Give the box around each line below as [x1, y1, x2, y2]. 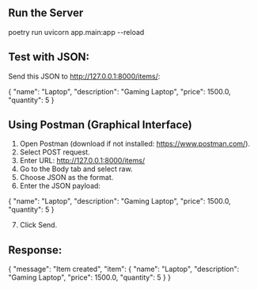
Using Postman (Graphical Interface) [8, 118, 192, 132]
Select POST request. [19, 147, 90, 157]
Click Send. [19, 220, 58, 230]
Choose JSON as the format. [19, 173, 114, 182]
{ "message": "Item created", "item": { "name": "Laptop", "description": [8, 265, 240, 274]
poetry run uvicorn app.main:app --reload [8, 27, 145, 36]
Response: [8, 243, 63, 257]
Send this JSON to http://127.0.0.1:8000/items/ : [8, 71, 161, 81]
